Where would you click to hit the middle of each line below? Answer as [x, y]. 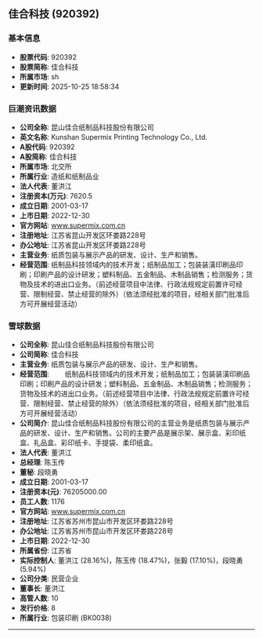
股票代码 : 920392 [48, 57]
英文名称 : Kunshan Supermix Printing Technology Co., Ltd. [113, 137]
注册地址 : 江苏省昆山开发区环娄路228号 [83, 235]
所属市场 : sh [39, 76]
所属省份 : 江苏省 [45, 551]
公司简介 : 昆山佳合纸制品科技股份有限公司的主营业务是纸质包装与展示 [131, 423]
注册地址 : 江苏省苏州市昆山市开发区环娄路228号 [96, 521]
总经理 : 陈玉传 [42, 462]
